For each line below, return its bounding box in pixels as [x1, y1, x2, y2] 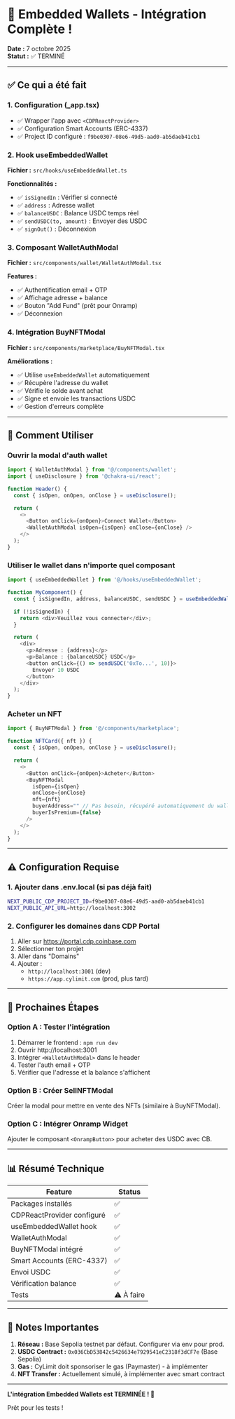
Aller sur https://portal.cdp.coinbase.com [17, 937, 136, 946]
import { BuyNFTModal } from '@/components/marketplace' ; [7, 725, 180, 732]
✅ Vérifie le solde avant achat [17, 386, 104, 395]
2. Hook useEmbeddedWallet [7, 150, 108, 160]
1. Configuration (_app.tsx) [7, 100, 100, 110]
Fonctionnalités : [7, 179, 57, 188]
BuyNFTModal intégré [10, 1244, 83, 1254]
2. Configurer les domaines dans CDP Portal [7, 921, 159, 931]
